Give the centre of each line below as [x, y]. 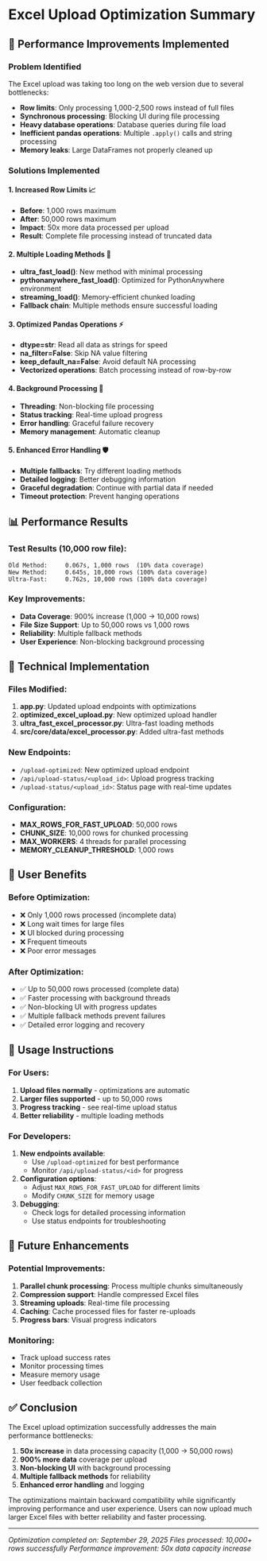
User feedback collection [61, 1383]
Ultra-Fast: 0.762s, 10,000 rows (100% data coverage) [108, 579]
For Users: [29, 1073]
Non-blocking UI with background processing [95, 1467]
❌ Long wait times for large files [72, 924]
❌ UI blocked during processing [72, 932]
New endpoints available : [62, 1153]
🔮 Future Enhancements [69, 1246]
